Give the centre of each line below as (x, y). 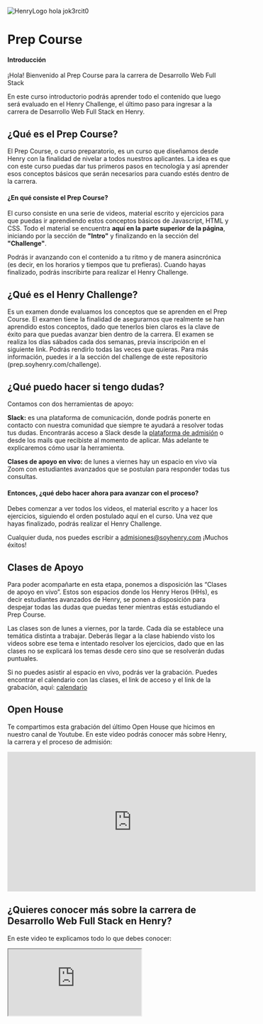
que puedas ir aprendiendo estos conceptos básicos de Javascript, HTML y (118, 221)
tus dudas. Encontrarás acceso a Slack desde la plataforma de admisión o (116, 433)
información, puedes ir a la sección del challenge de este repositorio (107, 357)
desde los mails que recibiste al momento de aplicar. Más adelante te (108, 441)
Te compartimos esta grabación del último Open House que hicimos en (111, 727)
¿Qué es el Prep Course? (63, 134)
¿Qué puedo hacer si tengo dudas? (86, 387)
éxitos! (17, 545)
